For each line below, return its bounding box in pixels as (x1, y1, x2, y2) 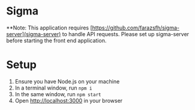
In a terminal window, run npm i (14, 84, 92, 91)
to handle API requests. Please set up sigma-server (62, 30, 190, 37)
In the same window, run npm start (14, 90, 101, 97)
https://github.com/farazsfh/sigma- (92, 24, 180, 31)
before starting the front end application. (6, 37, 107, 44)
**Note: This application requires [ (6, 24, 93, 31)
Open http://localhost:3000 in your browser (14, 97, 123, 104)
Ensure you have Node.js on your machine (14, 78, 120, 85)
